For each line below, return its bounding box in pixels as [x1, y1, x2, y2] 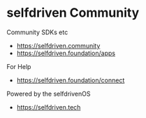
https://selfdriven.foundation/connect [16, 75, 125, 84]
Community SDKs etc [6, 28, 68, 36]
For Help [6, 62, 31, 71]
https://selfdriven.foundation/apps [16, 49, 116, 57]
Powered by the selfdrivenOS [6, 89, 91, 98]
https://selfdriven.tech [16, 103, 81, 111]
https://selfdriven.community [16, 41, 101, 50]
